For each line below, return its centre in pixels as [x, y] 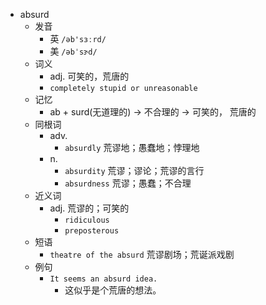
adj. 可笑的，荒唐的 [89, 76]
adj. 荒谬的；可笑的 [89, 208]
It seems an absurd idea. [103, 279]
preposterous [92, 231]
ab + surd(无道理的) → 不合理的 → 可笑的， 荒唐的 [153, 112]
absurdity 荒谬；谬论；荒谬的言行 [134, 170]
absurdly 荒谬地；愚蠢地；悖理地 [132, 147]
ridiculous [87, 220]
